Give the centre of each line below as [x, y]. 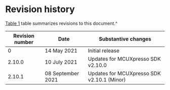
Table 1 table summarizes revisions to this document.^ [61, 23]
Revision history [40, 9]
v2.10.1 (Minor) [107, 79]
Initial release [104, 51]
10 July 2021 [61, 62]
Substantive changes [125, 39]
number [24, 42]
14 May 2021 [61, 51]
